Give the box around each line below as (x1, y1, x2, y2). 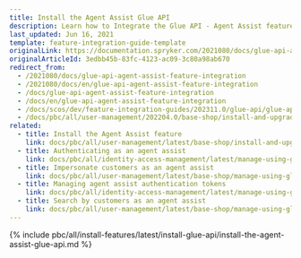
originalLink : (9, 47, 63, 56)
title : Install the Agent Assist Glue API (9, 13, 170, 22)
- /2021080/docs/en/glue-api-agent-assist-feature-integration (17, 80, 258, 89)
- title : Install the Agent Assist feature (17, 130, 182, 139)
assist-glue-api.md (9, 238, 79, 249)
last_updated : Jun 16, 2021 (9, 30, 115, 39)
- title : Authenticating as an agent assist (17, 146, 186, 155)
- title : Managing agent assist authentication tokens (17, 180, 227, 189)
